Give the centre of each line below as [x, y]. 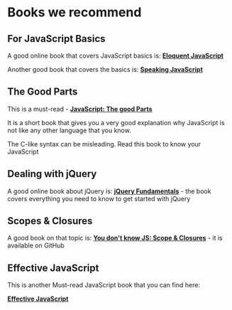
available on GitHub [36, 245]
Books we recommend [74, 12]
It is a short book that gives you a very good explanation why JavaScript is [116, 122]
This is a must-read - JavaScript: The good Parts [80, 109]
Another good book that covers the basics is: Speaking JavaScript [105, 69]
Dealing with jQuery [52, 174]
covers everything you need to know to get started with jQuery [99, 198]
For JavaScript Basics [56, 39]
